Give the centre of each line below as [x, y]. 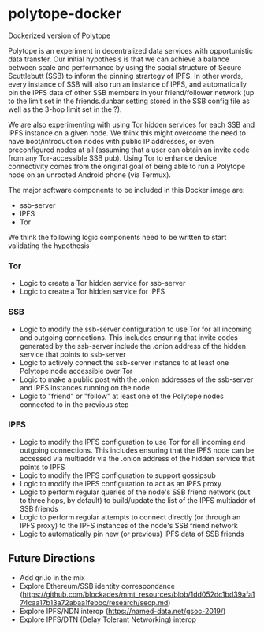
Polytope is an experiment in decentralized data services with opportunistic [131, 50]
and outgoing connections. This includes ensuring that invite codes [128, 337]
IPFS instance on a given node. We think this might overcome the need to [127, 133]
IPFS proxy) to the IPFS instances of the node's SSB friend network [129, 525]
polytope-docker [65, 14]
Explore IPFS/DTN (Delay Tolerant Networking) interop [108, 619]
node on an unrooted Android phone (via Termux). [90, 175]
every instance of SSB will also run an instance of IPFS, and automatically [127, 84]
